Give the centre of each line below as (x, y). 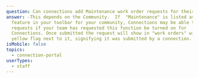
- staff (21, 66)
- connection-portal (37, 55)
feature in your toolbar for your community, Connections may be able (100, 22)
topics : (16, 50)
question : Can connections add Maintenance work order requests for (92, 11)
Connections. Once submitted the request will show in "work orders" (99, 33)
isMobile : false (26, 45)
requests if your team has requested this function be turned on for (99, 28)
